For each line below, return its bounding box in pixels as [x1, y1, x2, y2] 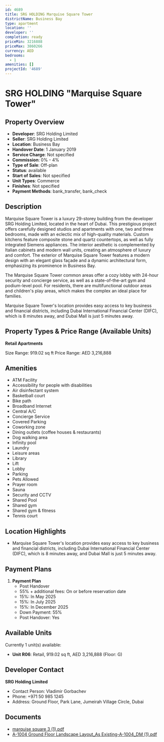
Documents [5, 713, 42, 721]
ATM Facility [12, 377, 38, 383]
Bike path [12, 398, 32, 404]
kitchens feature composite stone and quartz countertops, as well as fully [5, 237, 153, 242]
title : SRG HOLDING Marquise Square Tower [5, 12, 93, 17]
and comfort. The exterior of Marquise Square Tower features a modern [5, 252, 150, 258]
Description [5, 203, 42, 211]
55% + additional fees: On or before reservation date [19, 589, 126, 594]
